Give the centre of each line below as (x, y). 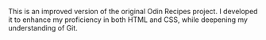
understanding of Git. (43, 28)
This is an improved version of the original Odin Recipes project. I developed (133, 11)
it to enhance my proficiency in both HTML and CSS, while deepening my (128, 20)
